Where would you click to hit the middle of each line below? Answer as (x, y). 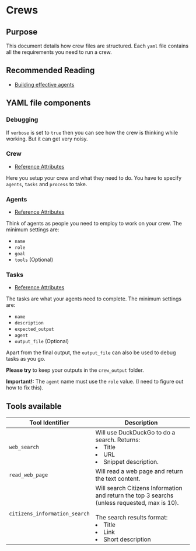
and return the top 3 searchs (134, 495)
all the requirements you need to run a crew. (59, 52)
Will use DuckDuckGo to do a (135, 433)
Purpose (22, 32)
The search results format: (132, 518)
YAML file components (48, 103)
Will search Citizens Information (139, 488)
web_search (24, 447)
